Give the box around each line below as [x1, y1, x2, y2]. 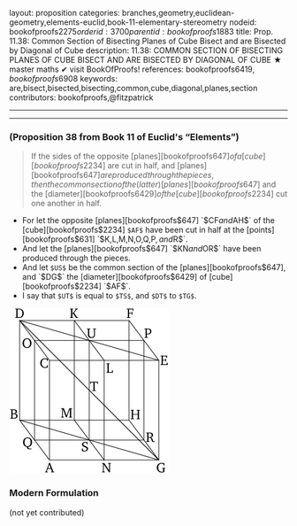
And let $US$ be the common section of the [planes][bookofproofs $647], [21, 262, 286, 273]
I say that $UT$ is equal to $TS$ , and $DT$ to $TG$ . [21, 290, 197, 301]
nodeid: [229, 17, 257, 27]
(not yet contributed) [9, 507, 85, 517]
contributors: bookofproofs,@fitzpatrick [9, 92, 154, 103]
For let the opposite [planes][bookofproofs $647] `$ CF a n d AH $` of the [21, 215, 276, 226]
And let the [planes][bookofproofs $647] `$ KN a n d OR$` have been [21, 244, 262, 254]
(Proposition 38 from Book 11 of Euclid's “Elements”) [9, 130, 240, 143]
